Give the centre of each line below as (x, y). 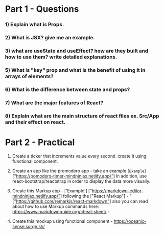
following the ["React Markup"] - (96, 196)
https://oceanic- (130, 221)
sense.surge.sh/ (28, 226)
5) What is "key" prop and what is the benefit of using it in (75, 70)
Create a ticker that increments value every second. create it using (79, 156)
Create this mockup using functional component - (62, 221)
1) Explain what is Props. (35, 25)
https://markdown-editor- (117, 191)
